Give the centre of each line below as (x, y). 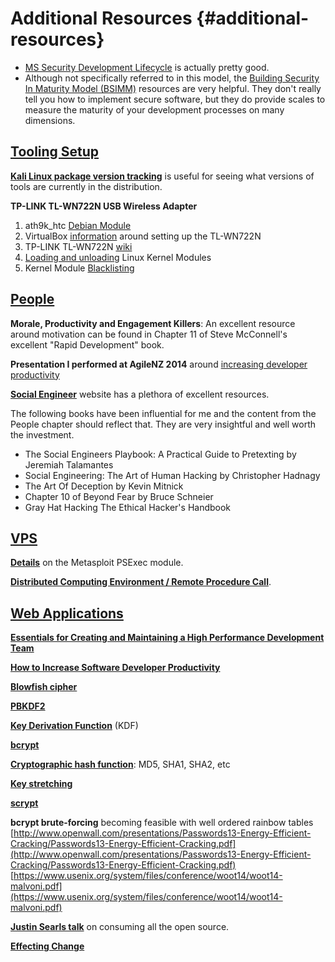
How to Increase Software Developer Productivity (115, 668)
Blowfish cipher (44, 687)
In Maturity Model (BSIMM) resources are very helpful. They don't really (173, 88)
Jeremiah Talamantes (69, 464)
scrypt (24, 803)
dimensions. (50, 120)
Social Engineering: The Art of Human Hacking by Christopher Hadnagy (172, 475)
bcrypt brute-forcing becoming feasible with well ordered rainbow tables (162, 823)
